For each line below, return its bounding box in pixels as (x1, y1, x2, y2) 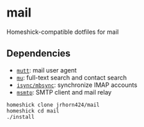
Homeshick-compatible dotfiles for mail (6, 28, 119, 36)
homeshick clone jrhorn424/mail (6, 101, 100, 108)
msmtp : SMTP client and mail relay (16, 88, 112, 96)
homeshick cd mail (6, 107, 60, 115)
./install (6, 113, 35, 120)
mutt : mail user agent (16, 66, 77, 74)
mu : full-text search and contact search (16, 73, 127, 81)
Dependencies (6, 48, 71, 59)
